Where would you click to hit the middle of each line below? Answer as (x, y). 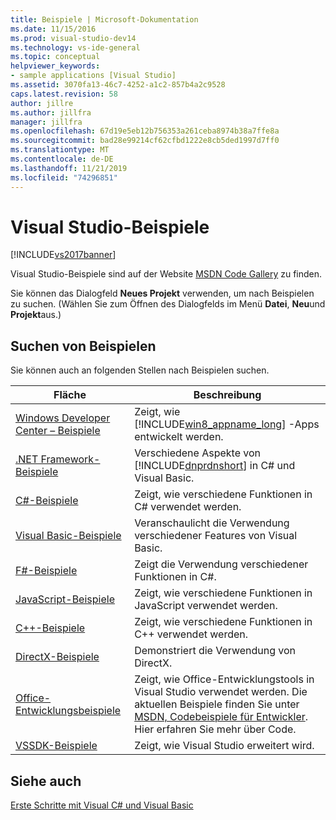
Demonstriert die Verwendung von (215, 651)
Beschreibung (227, 395)
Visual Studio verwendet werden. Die (221, 692)
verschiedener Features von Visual (216, 536)
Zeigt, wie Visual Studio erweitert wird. (224, 746)
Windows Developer (63, 418)
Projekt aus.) (36, 315)
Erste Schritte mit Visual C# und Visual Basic (102, 805)
